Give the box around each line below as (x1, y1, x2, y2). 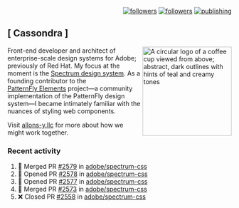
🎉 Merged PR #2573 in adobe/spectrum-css (17, 185, 147, 194)
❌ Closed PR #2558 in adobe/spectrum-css (17, 192, 146, 201)
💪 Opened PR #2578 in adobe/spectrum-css (17, 170, 148, 178)
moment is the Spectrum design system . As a (7, 68, 141, 78)
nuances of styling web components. (7, 107, 116, 115)
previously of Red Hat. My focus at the (7, 61, 120, 70)
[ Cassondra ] (7, 27, 69, 39)
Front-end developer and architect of (7, 46, 116, 55)
